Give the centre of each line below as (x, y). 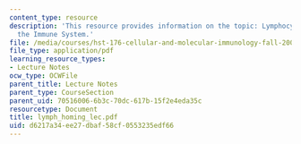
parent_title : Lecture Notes (64, 84)
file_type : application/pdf (62, 51)
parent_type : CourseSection (62, 92)
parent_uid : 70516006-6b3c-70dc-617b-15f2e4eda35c (106, 101)
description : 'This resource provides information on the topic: (133, 26)
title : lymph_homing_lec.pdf (64, 117)
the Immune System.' (56, 34)
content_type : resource (54, 17)
